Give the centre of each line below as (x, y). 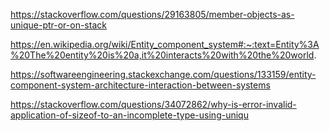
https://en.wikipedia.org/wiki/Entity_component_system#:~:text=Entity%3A (165, 44)
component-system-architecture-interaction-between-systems (140, 85)
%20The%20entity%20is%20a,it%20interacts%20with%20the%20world (162, 55)
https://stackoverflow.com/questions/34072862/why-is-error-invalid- (153, 104)
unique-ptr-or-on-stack (58, 25)
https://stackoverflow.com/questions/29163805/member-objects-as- (152, 14)
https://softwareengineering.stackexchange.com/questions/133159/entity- (163, 74)
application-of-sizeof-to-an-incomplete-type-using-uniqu (129, 115)
